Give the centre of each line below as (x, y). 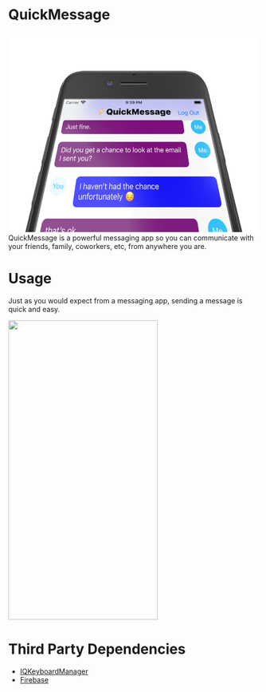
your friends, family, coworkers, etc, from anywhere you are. (108, 246)
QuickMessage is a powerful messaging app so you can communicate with (131, 238)
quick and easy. (34, 309)
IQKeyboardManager (54, 671)
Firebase (34, 679)
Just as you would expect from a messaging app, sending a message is (125, 300)
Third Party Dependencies (97, 649)
